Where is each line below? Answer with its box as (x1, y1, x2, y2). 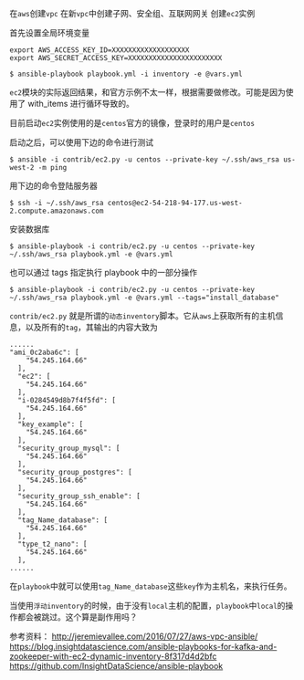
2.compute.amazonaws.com (9, 206, 104, 215)
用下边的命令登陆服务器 (9, 181, 98, 191)
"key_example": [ (17, 420, 84, 429)
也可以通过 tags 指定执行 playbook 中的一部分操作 (9, 267, 198, 277)
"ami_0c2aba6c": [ (9, 348, 79, 357)
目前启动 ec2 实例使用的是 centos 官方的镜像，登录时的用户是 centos (9, 118, 256, 128)
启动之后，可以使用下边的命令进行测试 (9, 137, 153, 148)
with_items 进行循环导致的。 (26, 99, 135, 109)
